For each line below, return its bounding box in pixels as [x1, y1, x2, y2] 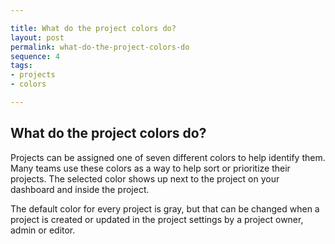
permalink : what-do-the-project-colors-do [10, 42, 190, 52]
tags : [10, 61, 33, 71]
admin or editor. [10, 224, 76, 236]
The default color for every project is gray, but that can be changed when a [10, 202, 320, 215]
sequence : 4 [10, 51, 60, 61]
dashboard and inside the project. [10, 183, 150, 195]
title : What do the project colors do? [10, 23, 177, 33]
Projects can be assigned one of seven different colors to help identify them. [10, 151, 326, 163]
